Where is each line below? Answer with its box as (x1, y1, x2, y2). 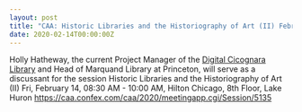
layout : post (9, 13, 58, 22)
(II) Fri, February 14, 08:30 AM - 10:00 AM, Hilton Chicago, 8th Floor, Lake (9, 82, 282, 94)
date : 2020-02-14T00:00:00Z (9, 30, 115, 39)
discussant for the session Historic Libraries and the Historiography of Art (9, 73, 282, 84)
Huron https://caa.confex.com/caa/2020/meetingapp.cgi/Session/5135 (9, 92, 272, 103)
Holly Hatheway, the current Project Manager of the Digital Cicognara (9, 55, 267, 65)
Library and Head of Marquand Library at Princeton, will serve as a (9, 64, 256, 74)
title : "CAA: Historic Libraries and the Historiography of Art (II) (9, 22, 276, 30)
